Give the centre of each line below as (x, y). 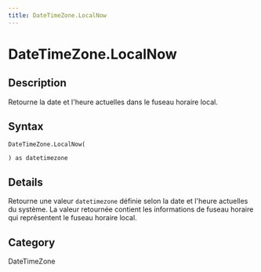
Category (32, 243)
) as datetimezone (38, 158)
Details (25, 182)
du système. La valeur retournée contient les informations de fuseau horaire (131, 209)
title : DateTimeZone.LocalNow (58, 15)
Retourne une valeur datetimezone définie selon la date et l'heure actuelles (128, 201)
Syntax (26, 127)
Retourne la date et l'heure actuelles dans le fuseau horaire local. (113, 102)
